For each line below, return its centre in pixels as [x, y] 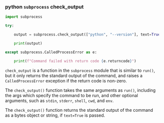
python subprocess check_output [44, 7]
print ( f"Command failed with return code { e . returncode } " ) [75, 61]
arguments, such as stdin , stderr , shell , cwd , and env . [59, 101]
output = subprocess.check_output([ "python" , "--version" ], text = [83, 35]
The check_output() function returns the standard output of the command [79, 110]
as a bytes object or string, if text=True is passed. [55, 115]
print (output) [28, 43]
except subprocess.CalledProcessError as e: [51, 52]
